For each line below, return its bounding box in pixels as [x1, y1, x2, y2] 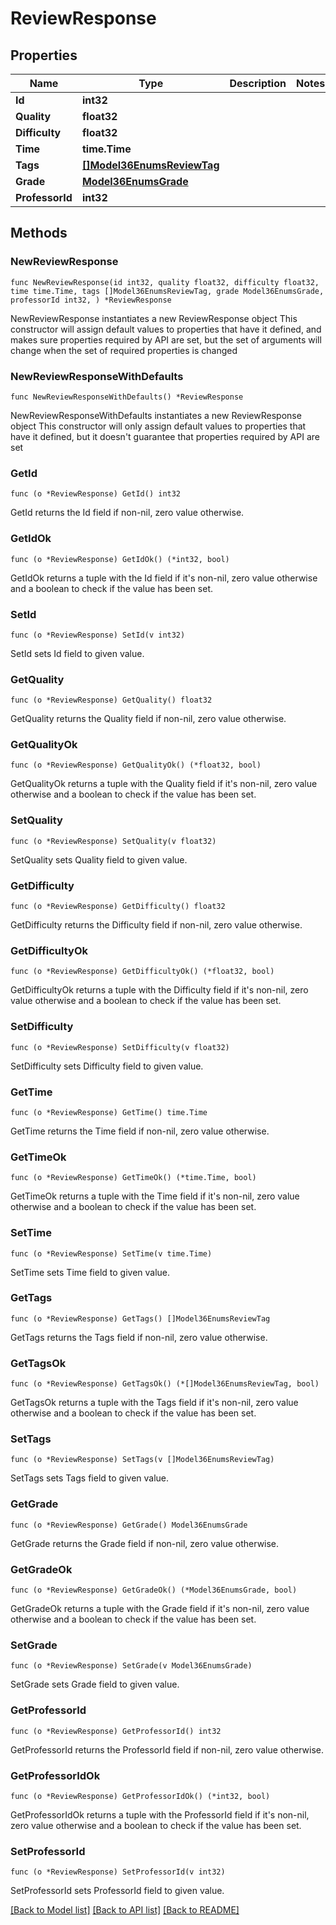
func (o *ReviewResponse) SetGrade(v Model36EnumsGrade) [10, 1661, 253, 1671]
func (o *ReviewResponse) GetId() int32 [10, 489, 182, 499]
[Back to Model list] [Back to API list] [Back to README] [10, 1904, 240, 1916]
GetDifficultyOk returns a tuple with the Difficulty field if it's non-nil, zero [10, 984, 309, 996]
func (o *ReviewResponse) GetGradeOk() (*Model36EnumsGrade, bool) [10, 1585, 298, 1596]
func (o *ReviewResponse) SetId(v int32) [10, 630, 186, 640]
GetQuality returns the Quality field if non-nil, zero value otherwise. [10, 713, 287, 725]
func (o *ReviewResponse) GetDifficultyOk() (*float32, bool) [10, 967, 275, 977]
